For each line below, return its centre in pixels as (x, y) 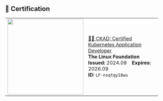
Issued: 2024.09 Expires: (120, 62)
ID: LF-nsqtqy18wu (108, 74)
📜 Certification (27, 9)
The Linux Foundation (114, 57)
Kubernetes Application (115, 44)
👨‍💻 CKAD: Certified (110, 38)
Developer (100, 50)
